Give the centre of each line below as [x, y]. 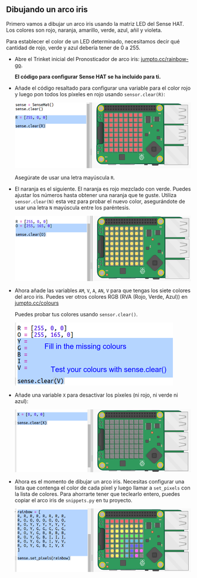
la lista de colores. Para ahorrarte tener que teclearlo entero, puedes [97, 494]
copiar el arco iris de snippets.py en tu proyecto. [74, 501]
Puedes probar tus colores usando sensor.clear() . [76, 314]
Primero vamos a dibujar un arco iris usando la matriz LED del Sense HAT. [95, 23]
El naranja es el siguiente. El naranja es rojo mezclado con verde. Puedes [103, 189]
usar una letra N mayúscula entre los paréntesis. [72, 207]
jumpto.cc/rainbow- [164, 59]
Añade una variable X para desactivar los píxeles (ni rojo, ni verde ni [96, 395]
